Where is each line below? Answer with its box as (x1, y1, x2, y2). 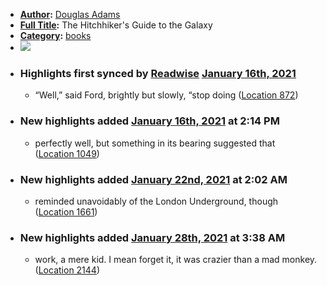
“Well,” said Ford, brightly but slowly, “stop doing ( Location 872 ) (34, 89, 299, 101)
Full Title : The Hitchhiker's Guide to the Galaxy (19, 19, 213, 31)
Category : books (19, 30, 92, 41)
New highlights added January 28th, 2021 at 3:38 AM (19, 230, 286, 244)
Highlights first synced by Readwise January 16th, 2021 (19, 66, 297, 80)
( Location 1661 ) (34, 205, 98, 218)
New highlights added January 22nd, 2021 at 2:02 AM (19, 172, 288, 186)
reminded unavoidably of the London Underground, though (34, 195, 279, 207)
